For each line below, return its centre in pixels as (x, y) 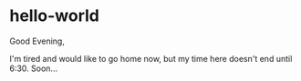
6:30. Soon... (33, 68)
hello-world (55, 16)
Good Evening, (37, 41)
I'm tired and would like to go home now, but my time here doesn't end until (151, 58)
